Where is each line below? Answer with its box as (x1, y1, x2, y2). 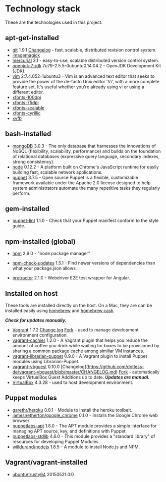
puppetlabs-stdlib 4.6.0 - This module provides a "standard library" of (12, 433, 155, 439)
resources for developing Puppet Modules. (12, 438, 100, 444)
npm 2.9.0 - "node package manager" (12, 251, 90, 257)
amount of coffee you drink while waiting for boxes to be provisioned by (12, 343, 160, 348)
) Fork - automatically (115, 369, 160, 375)
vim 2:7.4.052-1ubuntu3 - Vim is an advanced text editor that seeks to (12, 73, 155, 79)
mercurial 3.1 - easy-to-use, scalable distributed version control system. (12, 57, 160, 63)
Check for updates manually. (5, 318, 67, 323)
